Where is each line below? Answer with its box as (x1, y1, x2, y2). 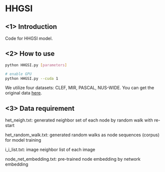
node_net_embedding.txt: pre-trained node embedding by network (5, 156, 141, 162)
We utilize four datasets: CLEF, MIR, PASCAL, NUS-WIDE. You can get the (5, 85, 154, 91)
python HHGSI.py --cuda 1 (5, 76, 58, 81)
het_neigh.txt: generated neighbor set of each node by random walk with (5, 117, 153, 123)
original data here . (5, 90, 42, 96)
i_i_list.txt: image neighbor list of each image (5, 147, 96, 152)
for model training (5, 137, 41, 143)
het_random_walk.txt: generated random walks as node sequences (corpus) (5, 132, 160, 138)
